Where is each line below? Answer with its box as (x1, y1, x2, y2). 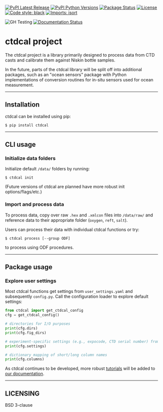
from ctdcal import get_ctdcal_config (5, 308, 83, 313)
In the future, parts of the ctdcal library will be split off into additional (5, 66, 142, 72)
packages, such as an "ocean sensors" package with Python (5, 72, 127, 77)
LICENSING (5, 389, 40, 397)
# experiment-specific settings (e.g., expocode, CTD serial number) (5, 339, 149, 344)
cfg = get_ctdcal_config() (5, 313, 60, 318)
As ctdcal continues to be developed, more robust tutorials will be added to (5, 366, 155, 371)
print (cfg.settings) (5, 344, 47, 349)
